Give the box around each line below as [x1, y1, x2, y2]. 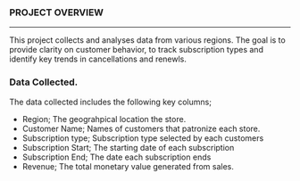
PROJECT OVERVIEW [9, 6, 104, 19]
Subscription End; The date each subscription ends [21, 152, 212, 162]
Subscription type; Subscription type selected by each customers [21, 132, 264, 144]
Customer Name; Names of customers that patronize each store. [21, 123, 261, 134]
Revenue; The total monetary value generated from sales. [21, 160, 235, 171]
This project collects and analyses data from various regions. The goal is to [9, 35, 286, 45]
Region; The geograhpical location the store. [21, 113, 187, 124]
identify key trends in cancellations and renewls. [9, 53, 187, 64]
